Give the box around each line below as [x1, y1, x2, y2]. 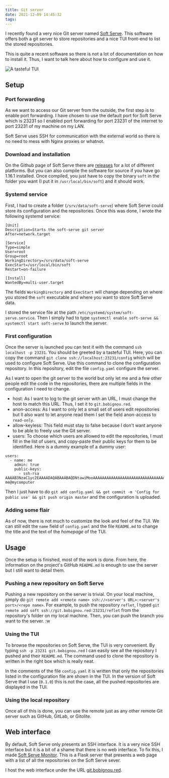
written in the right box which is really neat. [5, 658, 95, 664]
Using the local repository [5, 696, 70, 704]
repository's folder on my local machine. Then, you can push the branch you [5, 612, 163, 619]
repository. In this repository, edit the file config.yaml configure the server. [5, 365, 160, 371]
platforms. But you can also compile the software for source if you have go [5, 168, 160, 174]
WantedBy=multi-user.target [5, 280, 64, 285]
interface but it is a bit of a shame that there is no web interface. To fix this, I [5, 746, 163, 752]
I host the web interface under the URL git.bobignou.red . [5, 767, 122, 773]
